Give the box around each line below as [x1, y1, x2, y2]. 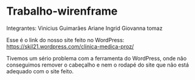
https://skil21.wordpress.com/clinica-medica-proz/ [6, 43, 134, 50]
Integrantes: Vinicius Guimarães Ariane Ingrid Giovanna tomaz [6, 24, 163, 32]
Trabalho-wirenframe [6, 4, 118, 18]
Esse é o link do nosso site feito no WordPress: [6, 36, 125, 43]
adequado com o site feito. [6, 67, 74, 75]
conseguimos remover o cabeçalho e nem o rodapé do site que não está [6, 61, 189, 68]
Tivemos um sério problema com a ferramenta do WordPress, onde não [6, 54, 187, 62]
